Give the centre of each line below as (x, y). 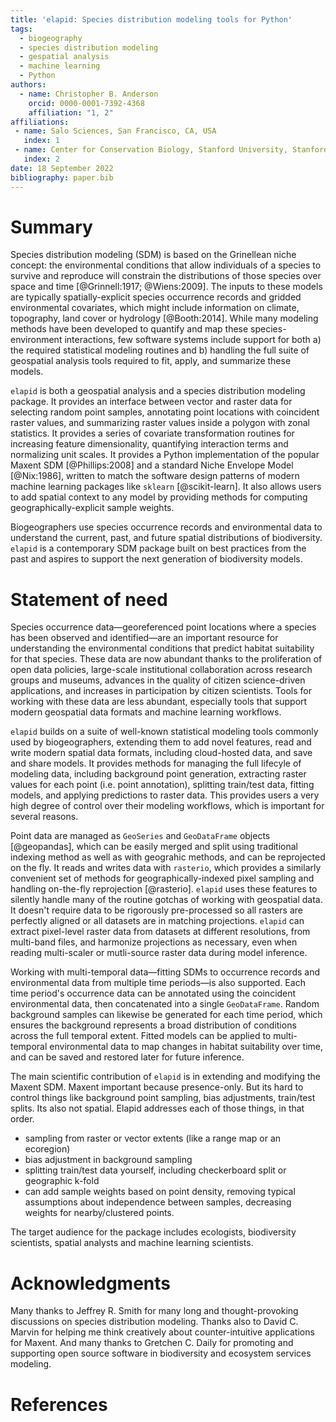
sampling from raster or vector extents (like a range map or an (153, 1138)
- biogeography (51, 38)
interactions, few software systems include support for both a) (193, 340)
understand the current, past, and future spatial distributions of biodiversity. (166, 538)
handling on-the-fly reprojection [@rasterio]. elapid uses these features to (164, 889)
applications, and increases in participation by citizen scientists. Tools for (161, 691)
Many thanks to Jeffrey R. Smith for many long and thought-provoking (154, 1311)
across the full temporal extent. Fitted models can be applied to (141, 1036)
